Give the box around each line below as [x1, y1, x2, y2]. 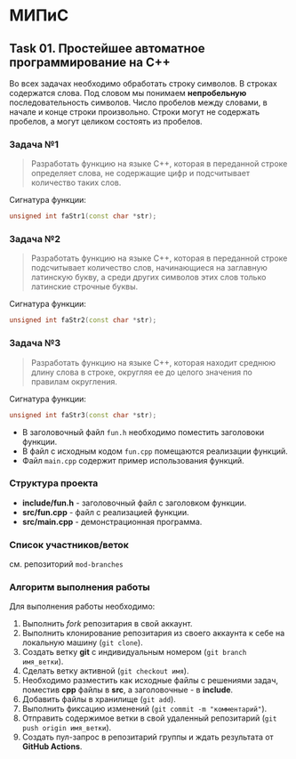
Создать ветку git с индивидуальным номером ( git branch [21, 647, 247, 658]
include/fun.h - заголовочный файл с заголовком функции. [21, 497, 247, 508]
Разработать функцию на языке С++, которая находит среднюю [30, 357, 276, 367]
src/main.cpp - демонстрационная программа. [21, 516, 203, 527]
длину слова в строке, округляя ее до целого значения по [30, 367, 253, 377]
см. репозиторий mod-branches [9, 559, 124, 569]
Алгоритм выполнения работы [9, 581, 150, 593]
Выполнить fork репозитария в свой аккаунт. [21, 618, 193, 629]
